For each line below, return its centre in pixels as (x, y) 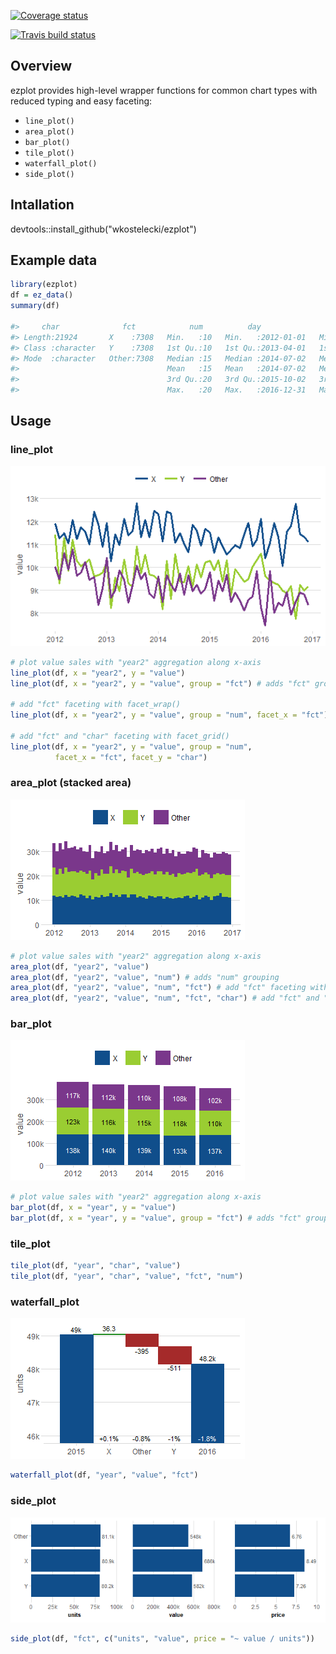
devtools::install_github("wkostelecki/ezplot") (103, 229)
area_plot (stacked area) (71, 783)
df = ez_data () (42, 295)
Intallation (42, 205)
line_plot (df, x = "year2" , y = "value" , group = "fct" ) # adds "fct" (160, 683)
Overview (41, 66)
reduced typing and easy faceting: (81, 101)
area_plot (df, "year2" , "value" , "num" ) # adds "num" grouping (145, 977)
